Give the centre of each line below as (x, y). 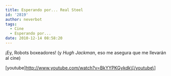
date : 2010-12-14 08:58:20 (34, 39)
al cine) (13, 58)
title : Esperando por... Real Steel (44, 10)
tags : (11, 24)
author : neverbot (24, 19)
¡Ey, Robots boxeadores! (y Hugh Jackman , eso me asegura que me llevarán (86, 52)
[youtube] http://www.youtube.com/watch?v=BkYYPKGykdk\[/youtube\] (81, 68)
